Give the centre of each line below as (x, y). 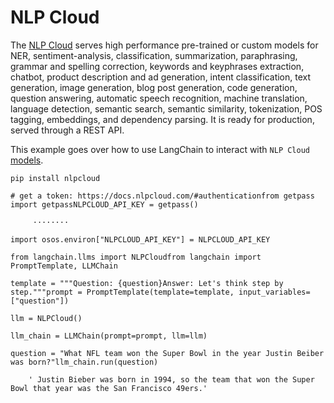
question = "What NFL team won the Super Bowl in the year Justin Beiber (167, 353)
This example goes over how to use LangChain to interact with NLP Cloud (160, 149)
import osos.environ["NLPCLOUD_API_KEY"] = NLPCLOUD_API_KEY (140, 239)
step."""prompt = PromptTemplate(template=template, (122, 292)
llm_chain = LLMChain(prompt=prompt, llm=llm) (109, 336)
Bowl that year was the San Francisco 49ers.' (109, 388)
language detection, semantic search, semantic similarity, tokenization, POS (166, 108)
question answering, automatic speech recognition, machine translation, (159, 98)
